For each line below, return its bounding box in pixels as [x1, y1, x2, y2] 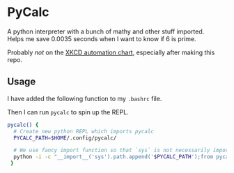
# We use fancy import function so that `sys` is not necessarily [13, 147, 210, 154]
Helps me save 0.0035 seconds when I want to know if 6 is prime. [7, 34, 196, 43]
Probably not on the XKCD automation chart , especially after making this [7, 48, 215, 57]
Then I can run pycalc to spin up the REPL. [7, 107, 129, 116]
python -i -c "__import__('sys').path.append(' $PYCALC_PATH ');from [13, 153, 214, 160]
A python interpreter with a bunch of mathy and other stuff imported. [7, 27, 205, 36]
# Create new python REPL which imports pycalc [13, 128, 155, 135]
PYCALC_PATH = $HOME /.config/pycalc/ [13, 134, 117, 142]
